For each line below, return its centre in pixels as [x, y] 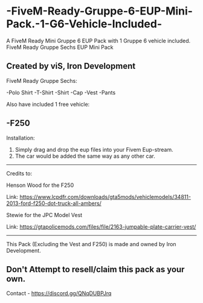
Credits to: [19, 173]
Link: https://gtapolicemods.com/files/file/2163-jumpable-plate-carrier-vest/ [101, 226]
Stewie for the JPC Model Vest [44, 215]
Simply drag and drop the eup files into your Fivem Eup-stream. [94, 149]
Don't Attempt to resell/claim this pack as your [95, 269]
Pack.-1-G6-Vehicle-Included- [84, 24]
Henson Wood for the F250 [40, 185]
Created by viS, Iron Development [71, 66]
